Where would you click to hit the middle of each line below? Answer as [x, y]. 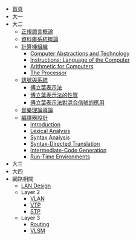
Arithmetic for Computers [62, 66]
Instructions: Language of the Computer [80, 60]
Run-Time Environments [60, 157]
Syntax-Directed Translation [65, 144]
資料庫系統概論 [40, 39]
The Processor [48, 73]
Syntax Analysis [50, 137]
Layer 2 [31, 192]
